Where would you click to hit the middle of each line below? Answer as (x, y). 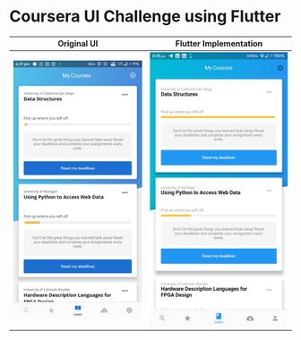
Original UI (78, 44)
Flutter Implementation (219, 44)
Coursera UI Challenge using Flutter (145, 17)
